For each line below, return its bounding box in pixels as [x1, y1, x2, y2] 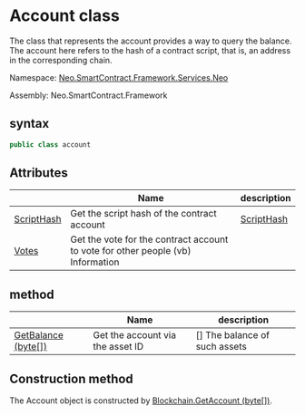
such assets [195, 341, 247, 353]
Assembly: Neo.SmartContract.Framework [9, 90, 168, 101]
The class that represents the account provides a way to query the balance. [9, 35, 292, 46]
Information [70, 256, 120, 268]
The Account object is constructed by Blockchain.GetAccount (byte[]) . [9, 395, 272, 406]
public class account [9, 140, 92, 150]
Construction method [9, 371, 133, 386]
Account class [9, 5, 120, 26]
